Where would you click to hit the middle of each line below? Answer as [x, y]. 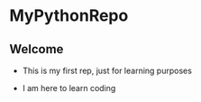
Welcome [37, 49]
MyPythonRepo [69, 16]
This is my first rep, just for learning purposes [107, 70]
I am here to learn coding [69, 88]
